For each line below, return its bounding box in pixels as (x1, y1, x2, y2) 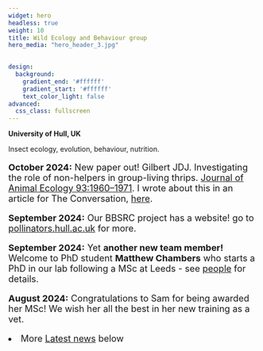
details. (8, 273, 40, 285)
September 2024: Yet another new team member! (8, 242, 224, 254)
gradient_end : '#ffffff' (22, 77, 105, 86)
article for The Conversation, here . (8, 193, 153, 205)
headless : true (8, 19, 59, 27)
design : (8, 63, 34, 71)
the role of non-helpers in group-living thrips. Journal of (8, 172, 244, 183)
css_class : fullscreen (15, 107, 91, 115)
